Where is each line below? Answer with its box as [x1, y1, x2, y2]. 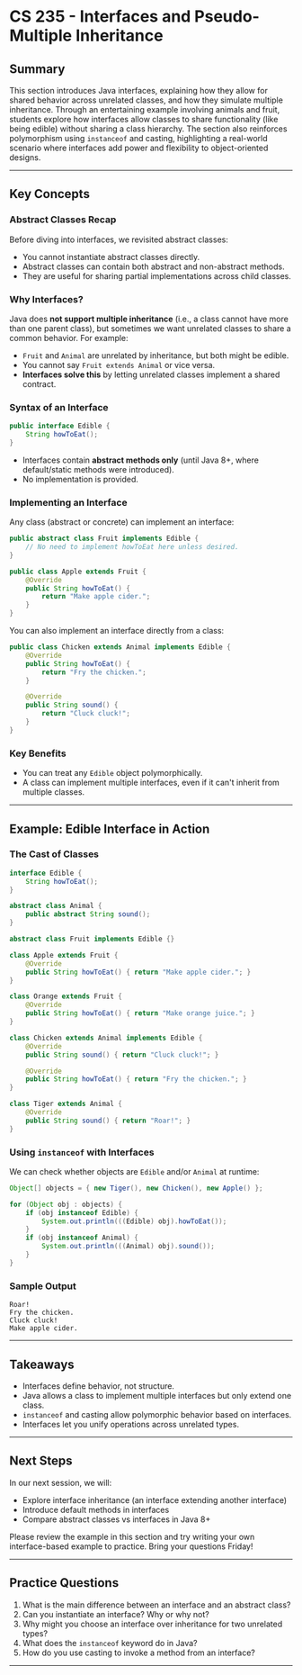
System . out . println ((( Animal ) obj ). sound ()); [41, 1242, 216, 1251]
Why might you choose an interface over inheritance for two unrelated [22, 1618, 283, 1629]
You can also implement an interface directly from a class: [9, 626, 225, 636]
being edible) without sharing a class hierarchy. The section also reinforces [9, 123, 288, 134]
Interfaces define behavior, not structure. [22, 1380, 175, 1391]
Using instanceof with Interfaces [9, 1146, 155, 1158]
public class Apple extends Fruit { [9, 567, 147, 576]
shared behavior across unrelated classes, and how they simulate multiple [9, 95, 283, 105]
